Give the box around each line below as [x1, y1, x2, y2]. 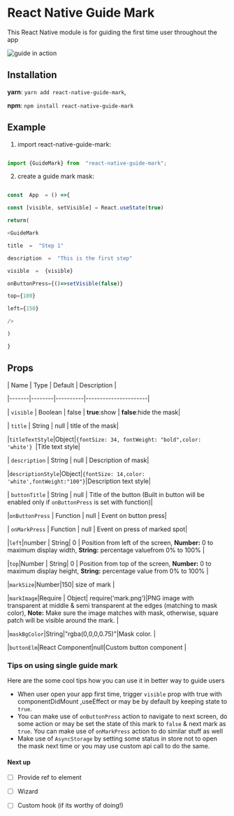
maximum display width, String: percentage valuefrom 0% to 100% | [7, 546, 205, 554]
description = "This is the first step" [7, 255, 133, 262]
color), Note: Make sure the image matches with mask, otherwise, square [7, 609, 219, 617]
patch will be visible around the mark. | [7, 616, 119, 624]
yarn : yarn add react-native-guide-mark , [7, 87, 127, 96]
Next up [7, 757, 31, 766]
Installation [7, 69, 57, 81]
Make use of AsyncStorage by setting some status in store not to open [17, 734, 218, 743]
